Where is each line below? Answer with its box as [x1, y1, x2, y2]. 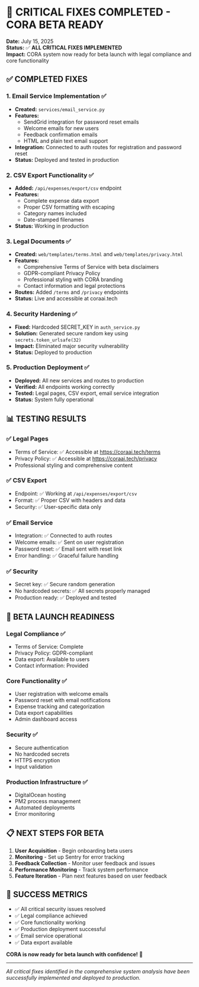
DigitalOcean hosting [14, 791, 66, 799]
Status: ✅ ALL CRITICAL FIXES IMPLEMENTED [6, 44, 123, 51]
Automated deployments [14, 804, 75, 811]
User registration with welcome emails [14, 690, 108, 697]
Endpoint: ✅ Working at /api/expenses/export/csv [14, 490, 137, 497]
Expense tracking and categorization [14, 703, 105, 710]
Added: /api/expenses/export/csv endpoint [14, 184, 122, 191]
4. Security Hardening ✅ [6, 310, 78, 318]
